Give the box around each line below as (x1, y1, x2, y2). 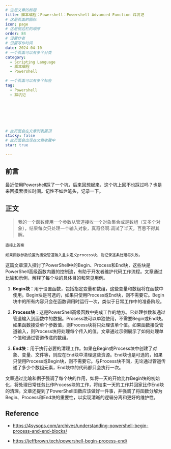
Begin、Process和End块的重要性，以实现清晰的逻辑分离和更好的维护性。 (5, 394, 159, 400)
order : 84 (5, 31, 26, 36)
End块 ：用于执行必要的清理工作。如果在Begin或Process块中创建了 (12, 345, 153, 351)
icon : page (5, 21, 28, 27)
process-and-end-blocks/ (12, 428, 68, 434)
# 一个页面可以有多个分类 (5, 50, 52, 55)
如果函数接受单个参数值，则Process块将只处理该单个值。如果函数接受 (12, 321, 159, 328)
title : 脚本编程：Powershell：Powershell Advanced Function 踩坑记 (5, 12, 145, 17)
